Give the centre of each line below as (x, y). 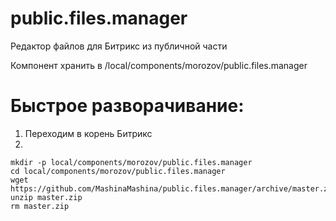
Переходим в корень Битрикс (88, 133)
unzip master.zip (46, 197)
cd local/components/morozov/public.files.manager (118, 171)
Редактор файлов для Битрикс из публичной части (119, 46)
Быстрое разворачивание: (127, 106)
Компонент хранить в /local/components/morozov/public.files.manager (159, 65)
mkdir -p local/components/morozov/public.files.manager (131, 162)
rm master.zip (40, 206)
